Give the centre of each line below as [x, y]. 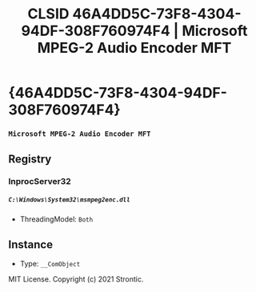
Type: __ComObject [50, 264]
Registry [30, 159]
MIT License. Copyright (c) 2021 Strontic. [76, 279]
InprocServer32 [40, 182]
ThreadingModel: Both [56, 219]
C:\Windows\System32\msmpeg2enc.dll [69, 200]
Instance [31, 244]
